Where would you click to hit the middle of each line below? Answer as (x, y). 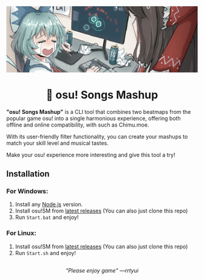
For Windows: (27, 191)
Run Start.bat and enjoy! (47, 217)
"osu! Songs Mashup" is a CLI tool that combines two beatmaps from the (99, 111)
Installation (28, 174)
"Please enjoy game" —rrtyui (102, 271)
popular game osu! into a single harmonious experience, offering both (93, 118)
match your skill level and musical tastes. (58, 143)
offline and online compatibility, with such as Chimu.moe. (78, 125)
